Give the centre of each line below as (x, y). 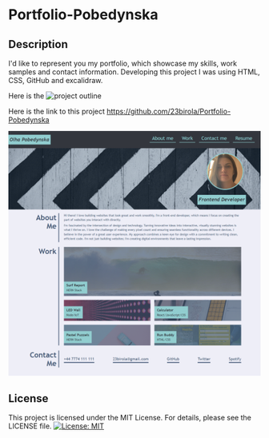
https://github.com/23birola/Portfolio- (169, 111)
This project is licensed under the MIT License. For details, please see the (130, 418)
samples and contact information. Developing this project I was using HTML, (134, 72)
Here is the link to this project (57, 111)
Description (38, 44)
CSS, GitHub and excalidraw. (56, 80)
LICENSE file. (30, 426)
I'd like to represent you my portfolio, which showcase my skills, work (123, 63)
